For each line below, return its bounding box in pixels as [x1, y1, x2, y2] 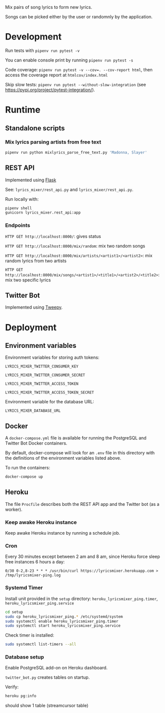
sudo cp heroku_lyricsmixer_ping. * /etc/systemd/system [5, 614, 123, 619]
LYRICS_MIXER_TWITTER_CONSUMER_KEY [5, 364, 79, 369]
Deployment [5, 322, 57, 333]
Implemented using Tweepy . [5, 304, 63, 310]
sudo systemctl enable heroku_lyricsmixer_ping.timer [5, 619, 119, 624]
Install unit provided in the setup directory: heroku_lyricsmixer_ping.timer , [5, 596, 158, 602]
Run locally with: [5, 196, 39, 202]
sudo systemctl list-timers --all [5, 642, 77, 647]
